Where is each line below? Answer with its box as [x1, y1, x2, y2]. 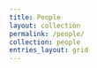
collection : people [9, 37, 81, 47]
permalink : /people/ [9, 29, 86, 38]
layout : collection [9, 21, 81, 30]
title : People [9, 12, 62, 22]
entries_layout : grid [9, 46, 89, 55]
